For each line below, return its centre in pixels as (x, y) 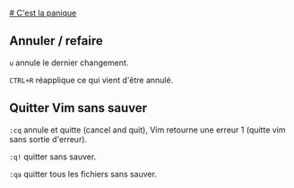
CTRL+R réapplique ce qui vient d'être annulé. (91, 80)
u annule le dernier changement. (69, 63)
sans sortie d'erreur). (48, 139)
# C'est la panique (43, 13)
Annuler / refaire (56, 41)
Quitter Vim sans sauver (78, 108)
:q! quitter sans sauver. (53, 157)
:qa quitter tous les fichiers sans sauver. (83, 174)
